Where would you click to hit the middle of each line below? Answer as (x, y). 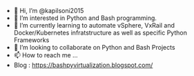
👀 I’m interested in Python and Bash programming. (85, 18)
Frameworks (31, 40)
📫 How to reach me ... (46, 55)
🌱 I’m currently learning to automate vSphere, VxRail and (94, 25)
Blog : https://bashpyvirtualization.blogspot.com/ (83, 65)
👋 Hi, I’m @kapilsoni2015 (49, 11)
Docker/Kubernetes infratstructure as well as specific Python (100, 32)
